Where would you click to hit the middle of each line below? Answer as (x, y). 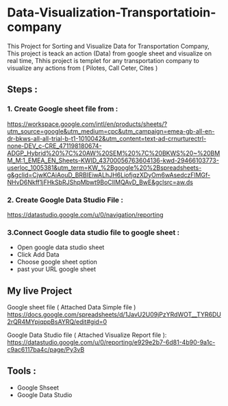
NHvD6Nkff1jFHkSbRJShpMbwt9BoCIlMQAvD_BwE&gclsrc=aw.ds (100, 182)
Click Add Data (38, 255)
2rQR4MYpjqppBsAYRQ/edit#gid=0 (57, 322)
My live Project (40, 291)
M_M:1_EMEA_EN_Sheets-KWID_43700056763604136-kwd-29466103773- (113, 160)
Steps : (22, 89)
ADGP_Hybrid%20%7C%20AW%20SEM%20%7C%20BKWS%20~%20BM (114, 153)
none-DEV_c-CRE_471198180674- (54, 146)
